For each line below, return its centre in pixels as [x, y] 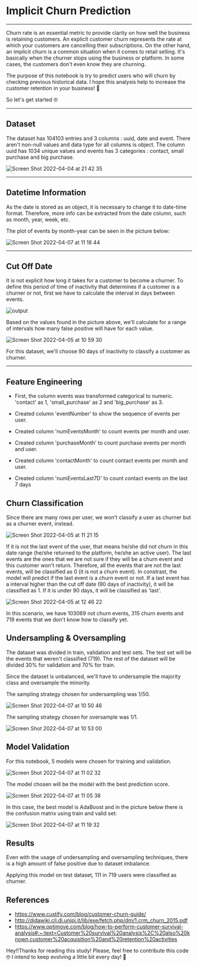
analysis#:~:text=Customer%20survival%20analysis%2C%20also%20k [102, 933]
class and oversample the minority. [49, 683]
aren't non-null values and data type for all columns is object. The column [96, 144]
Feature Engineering [44, 382]
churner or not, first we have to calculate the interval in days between [90, 293]
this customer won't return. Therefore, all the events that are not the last [93, 565]
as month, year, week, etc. [38, 219]
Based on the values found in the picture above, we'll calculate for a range [96, 322]
